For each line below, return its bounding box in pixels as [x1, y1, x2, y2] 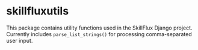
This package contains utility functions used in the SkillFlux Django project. [6, 24, 193, 31]
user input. [6, 37, 33, 44]
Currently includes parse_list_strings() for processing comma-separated [6, 30, 192, 37]
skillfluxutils [6, 4, 69, 18]
